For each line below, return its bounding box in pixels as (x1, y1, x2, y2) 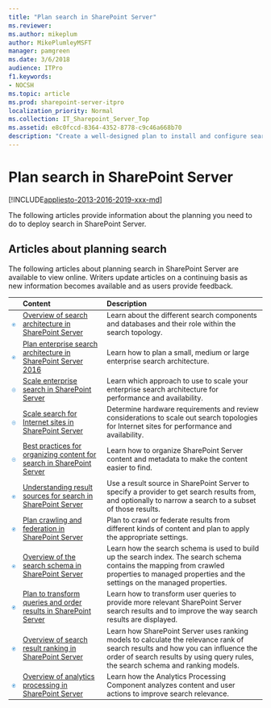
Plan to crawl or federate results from (106, 515, 231, 525)
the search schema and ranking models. (106, 660, 240, 670)
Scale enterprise (23, 375, 78, 385)
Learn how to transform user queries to (106, 589, 236, 599)
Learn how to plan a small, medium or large (106, 347, 250, 357)
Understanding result (23, 483, 93, 492)
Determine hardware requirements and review (106, 404, 260, 414)
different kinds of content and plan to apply (106, 523, 250, 533)
